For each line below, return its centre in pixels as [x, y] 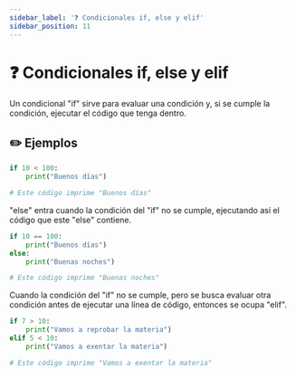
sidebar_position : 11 [50, 26]
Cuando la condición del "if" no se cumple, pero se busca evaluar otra [140, 296]
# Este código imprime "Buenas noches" [85, 278]
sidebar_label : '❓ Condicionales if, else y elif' [107, 18]
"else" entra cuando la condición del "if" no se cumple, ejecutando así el [145, 210]
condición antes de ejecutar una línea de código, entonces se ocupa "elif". [148, 305]
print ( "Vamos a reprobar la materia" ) [99, 330]
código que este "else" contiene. [71, 220]
